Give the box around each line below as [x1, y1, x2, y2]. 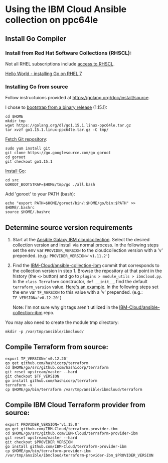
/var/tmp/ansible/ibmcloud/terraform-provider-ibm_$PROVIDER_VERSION [5, 452, 154, 458]
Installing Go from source [5, 83, 69, 90]
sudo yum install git [5, 146, 51, 151]
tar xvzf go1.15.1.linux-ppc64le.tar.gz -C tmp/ [5, 127, 109, 133]
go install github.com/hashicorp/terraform [5, 378, 98, 383]
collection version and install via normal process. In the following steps [12, 242, 159, 248]
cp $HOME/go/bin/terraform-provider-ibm [5, 448, 91, 453]
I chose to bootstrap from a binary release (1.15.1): [5, 104, 108, 110]
